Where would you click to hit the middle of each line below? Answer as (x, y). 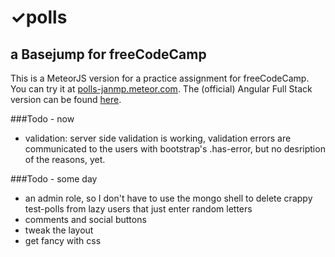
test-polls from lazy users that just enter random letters (138, 209)
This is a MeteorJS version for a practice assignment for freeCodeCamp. (160, 78)
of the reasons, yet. (65, 159)
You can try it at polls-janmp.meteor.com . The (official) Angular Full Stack (161, 89)
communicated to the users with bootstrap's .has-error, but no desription (175, 149)
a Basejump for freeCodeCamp (108, 54)
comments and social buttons (85, 219)
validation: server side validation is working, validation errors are (158, 138)
